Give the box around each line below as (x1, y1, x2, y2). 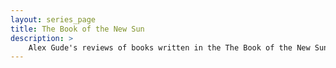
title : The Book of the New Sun (10, 24, 145, 34)
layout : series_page (10, 14, 97, 25)
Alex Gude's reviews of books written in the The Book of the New (28, 42, 311, 53)
